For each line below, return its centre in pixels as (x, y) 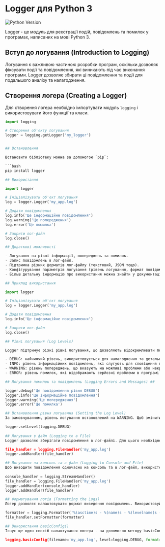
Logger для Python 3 (49, 9)
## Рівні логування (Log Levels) (39, 341)
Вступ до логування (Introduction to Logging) (77, 52)
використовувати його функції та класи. (47, 113)
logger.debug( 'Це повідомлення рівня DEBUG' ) (52, 391)
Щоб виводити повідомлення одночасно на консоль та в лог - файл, (72, 468)
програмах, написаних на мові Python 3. (48, 37)
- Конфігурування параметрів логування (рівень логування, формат (74, 270)
